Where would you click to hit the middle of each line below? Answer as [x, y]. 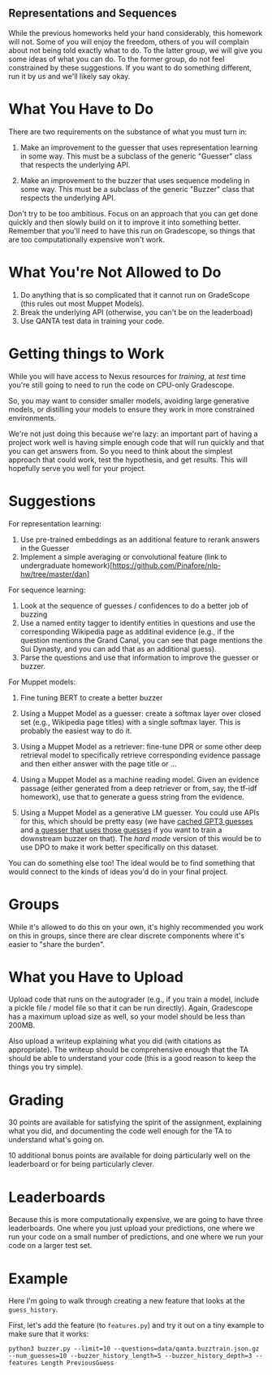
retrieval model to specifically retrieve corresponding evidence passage [140, 755]
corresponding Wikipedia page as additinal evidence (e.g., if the [127, 631]
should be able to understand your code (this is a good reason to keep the [132, 1059]
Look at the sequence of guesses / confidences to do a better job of [134, 605]
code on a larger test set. [50, 1246]
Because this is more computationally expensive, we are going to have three [136, 1220]
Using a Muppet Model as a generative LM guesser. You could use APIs [140, 812]
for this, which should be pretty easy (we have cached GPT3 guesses [136, 821]
